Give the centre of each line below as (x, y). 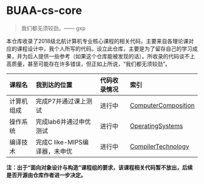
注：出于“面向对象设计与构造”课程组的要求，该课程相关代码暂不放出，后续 (100, 167)
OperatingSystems (156, 126)
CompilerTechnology (159, 146)
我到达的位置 (54, 84)
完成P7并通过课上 (61, 101)
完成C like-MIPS (59, 142)
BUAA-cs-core (44, 11)
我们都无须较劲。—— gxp (53, 28)
